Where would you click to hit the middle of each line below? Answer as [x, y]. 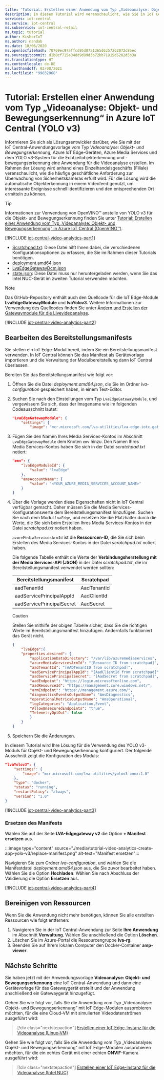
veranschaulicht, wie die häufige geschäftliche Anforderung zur [69, 173]
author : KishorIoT [24, 37]
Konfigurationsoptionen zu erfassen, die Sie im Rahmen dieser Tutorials [84, 253]
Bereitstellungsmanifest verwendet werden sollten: [63, 568]
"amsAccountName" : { [42, 479]
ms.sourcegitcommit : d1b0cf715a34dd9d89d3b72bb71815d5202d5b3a [71, 55]
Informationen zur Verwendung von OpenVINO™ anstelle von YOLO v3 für [79, 212]
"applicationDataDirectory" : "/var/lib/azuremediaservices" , [93, 658]
